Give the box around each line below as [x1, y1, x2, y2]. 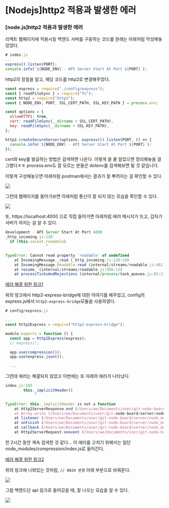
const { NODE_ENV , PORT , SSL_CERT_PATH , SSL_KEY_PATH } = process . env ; [5, 100, 158, 106]
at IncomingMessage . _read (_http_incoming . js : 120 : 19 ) [14, 258, 129, 263]
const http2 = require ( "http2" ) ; [5, 96, 75, 101]
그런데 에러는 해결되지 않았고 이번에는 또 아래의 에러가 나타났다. [5, 373, 130, 379]
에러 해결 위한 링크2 [5, 456, 44, 462]
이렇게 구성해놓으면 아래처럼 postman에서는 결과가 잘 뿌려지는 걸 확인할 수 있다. [5, 173, 163, 179]
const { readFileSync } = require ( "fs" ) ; [5, 91, 94, 96]
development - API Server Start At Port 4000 [5, 230, 102, 235]
